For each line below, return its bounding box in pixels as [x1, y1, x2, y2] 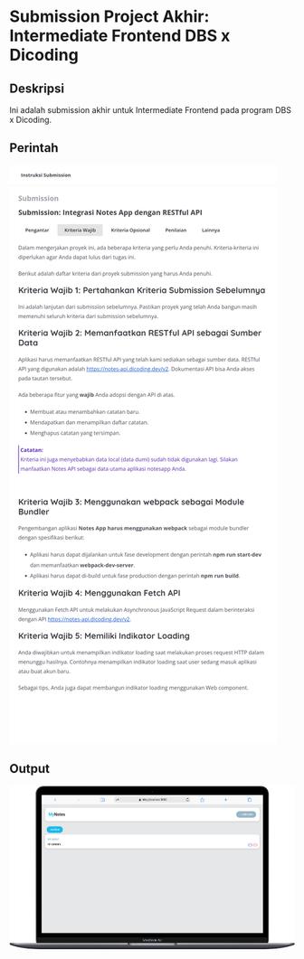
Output [9, 761, 50, 776]
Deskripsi [9, 80, 65, 96]
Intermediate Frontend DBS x [9, 25, 231, 46]
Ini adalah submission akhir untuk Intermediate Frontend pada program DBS [9, 105, 292, 115]
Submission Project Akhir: [9, 6, 210, 27]
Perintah [9, 140, 59, 155]
